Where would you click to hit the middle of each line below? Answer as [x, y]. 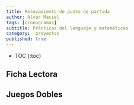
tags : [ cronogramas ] [32, 22]
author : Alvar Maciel [33, 17]
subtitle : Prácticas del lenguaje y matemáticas [67, 28]
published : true [26, 39]
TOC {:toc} [28, 56]
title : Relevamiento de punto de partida [58, 12]
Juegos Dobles [34, 94]
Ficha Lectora [32, 74]
